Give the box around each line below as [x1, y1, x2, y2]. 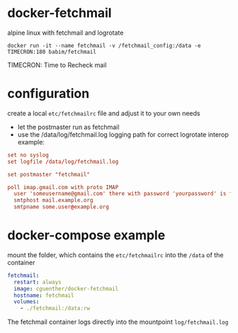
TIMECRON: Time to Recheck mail [7, 60, 107, 69]
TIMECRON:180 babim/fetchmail [7, 48, 97, 55]
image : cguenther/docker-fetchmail [13, 285, 119, 292]
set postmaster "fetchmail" [7, 171, 91, 178]
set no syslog [7, 151, 50, 159]
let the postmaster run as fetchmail [17, 123, 120, 131]
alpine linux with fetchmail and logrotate [7, 28, 124, 37]
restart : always [13, 278, 62, 286]
